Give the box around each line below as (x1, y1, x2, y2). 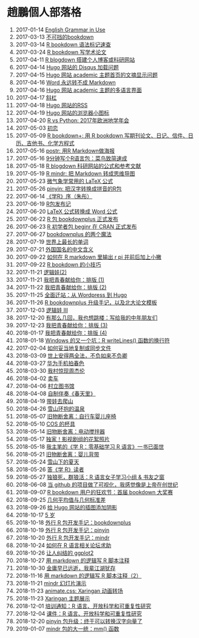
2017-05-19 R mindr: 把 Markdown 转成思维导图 (15, 169, 135, 177)
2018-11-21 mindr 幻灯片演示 (15, 579, 87, 586)
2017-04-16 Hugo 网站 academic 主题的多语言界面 (15, 86, 142, 93)
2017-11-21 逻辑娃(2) (15, 268, 67, 276)
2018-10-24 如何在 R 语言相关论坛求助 (15, 541, 112, 549)
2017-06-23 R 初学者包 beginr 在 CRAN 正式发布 (15, 223, 137, 230)
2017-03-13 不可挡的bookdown (15, 33, 94, 40)
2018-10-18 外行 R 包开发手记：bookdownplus (15, 518, 131, 526)
